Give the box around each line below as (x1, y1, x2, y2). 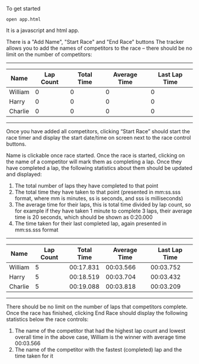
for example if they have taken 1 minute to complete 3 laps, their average (14, 207, 192, 214)
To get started (6, 5, 41, 12)
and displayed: (6, 171, 42, 178)
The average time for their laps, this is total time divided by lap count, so (14, 201, 191, 208)
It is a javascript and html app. (6, 27, 80, 34)
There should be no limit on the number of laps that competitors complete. (6, 303, 188, 310)
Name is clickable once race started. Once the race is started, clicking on (6, 152, 185, 159)
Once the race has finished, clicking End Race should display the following (6, 310, 188, 316)
